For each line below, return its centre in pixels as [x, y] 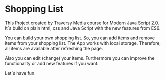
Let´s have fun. [20, 73]
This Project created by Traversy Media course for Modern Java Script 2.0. [82, 23]
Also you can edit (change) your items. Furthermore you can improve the [80, 58]
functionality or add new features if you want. [52, 63]
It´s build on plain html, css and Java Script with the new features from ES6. [83, 28]
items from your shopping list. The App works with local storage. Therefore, [83, 43]
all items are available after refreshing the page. [54, 48]
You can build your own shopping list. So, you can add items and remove [80, 38]
